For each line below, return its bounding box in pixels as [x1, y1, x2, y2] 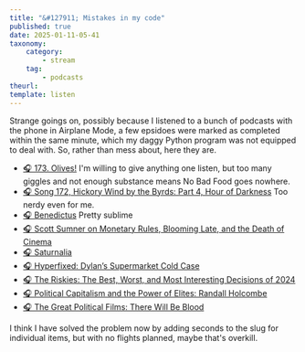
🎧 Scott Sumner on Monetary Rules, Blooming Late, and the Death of [22, 223, 285, 234]
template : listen [9, 90, 76, 99]
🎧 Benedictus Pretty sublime [22, 209, 133, 220]
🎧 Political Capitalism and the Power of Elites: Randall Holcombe [22, 287, 268, 298]
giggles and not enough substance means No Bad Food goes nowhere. [22, 176, 290, 187]
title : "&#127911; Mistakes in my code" [9, 13, 166, 23]
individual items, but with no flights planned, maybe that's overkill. [9, 332, 258, 343]
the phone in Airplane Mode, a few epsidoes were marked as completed [9, 124, 280, 135]
